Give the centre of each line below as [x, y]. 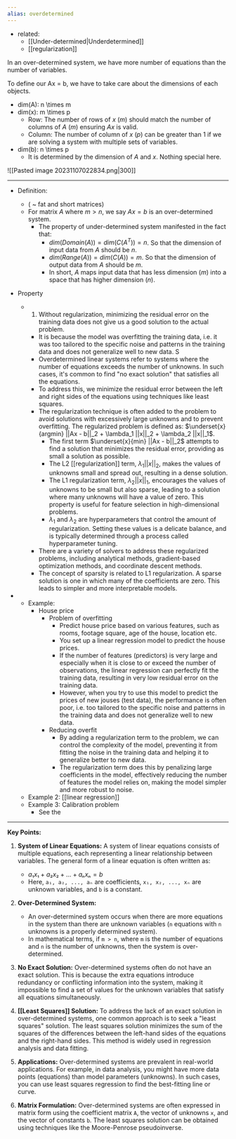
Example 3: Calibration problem [73, 804]
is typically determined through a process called [119, 536]
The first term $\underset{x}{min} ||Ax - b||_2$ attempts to [134, 441]
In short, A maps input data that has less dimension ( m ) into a [138, 272]
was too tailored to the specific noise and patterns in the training [132, 344]
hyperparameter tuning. [83, 543]
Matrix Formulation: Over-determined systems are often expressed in [119, 1105]
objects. [19, 91]
